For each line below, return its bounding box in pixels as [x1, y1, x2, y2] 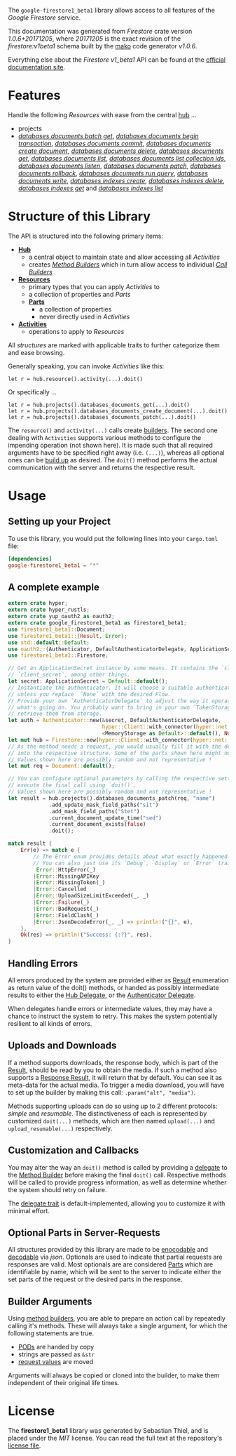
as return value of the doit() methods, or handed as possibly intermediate [8, 984, 219, 991]
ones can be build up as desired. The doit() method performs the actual [8, 455, 218, 464]
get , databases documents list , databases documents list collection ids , [18, 154, 226, 162]
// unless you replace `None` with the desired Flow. [8, 690, 172, 697]
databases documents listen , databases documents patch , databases [18, 161, 221, 170]
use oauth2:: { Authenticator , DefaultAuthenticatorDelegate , [8, 646, 188, 653]
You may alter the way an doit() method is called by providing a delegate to [8, 1163, 228, 1171]
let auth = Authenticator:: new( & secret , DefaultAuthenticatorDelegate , [8, 717, 221, 724]
